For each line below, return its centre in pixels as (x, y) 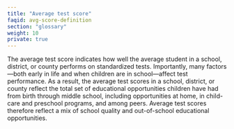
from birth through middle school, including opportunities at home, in (106, 96)
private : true (28, 40)
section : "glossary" (37, 26)
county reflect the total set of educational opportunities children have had (113, 89)
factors (217, 67)
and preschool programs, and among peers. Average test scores (114, 103)
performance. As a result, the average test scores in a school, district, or (111, 81)
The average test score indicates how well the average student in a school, (115, 59)
